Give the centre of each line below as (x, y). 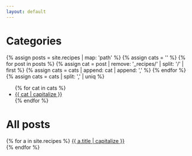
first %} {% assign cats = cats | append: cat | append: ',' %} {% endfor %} (96, 70)
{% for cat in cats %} (40, 88)
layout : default (26, 12)
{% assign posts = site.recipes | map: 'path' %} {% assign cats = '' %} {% (96, 58)
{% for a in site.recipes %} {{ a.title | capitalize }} (66, 141)
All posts (28, 124)
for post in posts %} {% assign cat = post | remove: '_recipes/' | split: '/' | (95, 63)
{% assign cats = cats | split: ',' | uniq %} (55, 76)
